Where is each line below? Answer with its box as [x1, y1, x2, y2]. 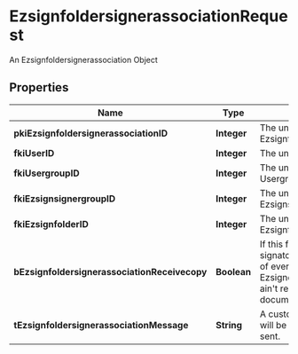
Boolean [216, 265, 251, 278]
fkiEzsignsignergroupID [13, 193, 116, 205]
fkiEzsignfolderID [13, 217, 89, 230]
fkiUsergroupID [13, 167, 80, 179]
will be [259, 319, 287, 331]
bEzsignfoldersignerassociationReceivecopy [13, 265, 208, 278]
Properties [9, 80, 69, 95]
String [216, 319, 242, 331]
